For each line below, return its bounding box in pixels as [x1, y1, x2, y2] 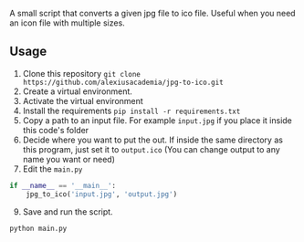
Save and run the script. [22, 205, 113, 217]
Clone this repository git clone [22, 68, 142, 79]
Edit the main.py [22, 163, 83, 174]
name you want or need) [22, 153, 116, 164]
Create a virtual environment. [22, 86, 132, 97]
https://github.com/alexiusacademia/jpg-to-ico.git [22, 78, 224, 87]
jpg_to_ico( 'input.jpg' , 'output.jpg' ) [26, 189, 178, 199]
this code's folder [22, 124, 89, 135]
